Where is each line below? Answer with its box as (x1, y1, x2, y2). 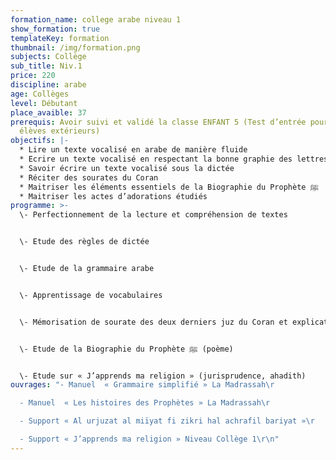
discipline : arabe (10, 80, 87, 90)
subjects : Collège (10, 52, 87, 62)
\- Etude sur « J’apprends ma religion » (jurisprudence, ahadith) (19, 371, 307, 381)
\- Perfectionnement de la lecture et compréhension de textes (19, 210, 288, 220)
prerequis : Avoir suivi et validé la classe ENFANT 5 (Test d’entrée (10, 117, 307, 127)
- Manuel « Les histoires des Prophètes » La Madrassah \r (19, 398, 271, 408)
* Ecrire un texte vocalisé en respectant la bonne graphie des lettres (19, 154, 329, 164)
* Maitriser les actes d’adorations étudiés (19, 191, 208, 201)
